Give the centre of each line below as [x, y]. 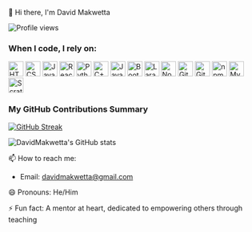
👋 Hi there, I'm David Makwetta [59, 12]
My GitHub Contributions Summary [78, 109]
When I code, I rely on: [53, 48]
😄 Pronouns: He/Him [43, 192]
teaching [23, 219]
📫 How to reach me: [42, 158]
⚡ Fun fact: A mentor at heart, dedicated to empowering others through [126, 208]
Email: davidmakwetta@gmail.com [76, 176]
